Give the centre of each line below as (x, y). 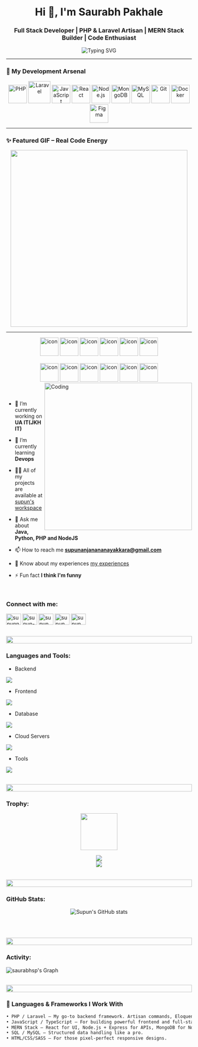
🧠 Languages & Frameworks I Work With (65, 1004)
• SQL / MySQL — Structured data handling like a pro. (75, 1033)
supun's (24, 502)
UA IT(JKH (28, 422)
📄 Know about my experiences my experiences (72, 564)
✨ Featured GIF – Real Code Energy (57, 140)
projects (25, 483)
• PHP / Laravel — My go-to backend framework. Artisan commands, (89, 1016)
